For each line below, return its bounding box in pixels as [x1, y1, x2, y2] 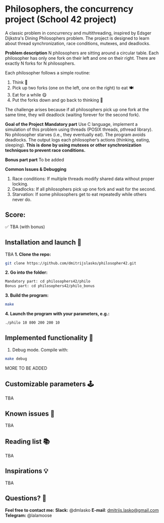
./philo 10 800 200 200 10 [5, 320, 60, 325]
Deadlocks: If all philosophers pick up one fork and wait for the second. [12, 186, 156, 192]
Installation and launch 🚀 [5, 238, 82, 247]
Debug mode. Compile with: [12, 347, 68, 353]
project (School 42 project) [5, 14, 117, 25]
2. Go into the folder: [5, 269, 48, 275]
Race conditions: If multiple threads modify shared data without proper [12, 175, 155, 182]
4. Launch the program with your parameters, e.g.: [5, 311, 110, 317]
